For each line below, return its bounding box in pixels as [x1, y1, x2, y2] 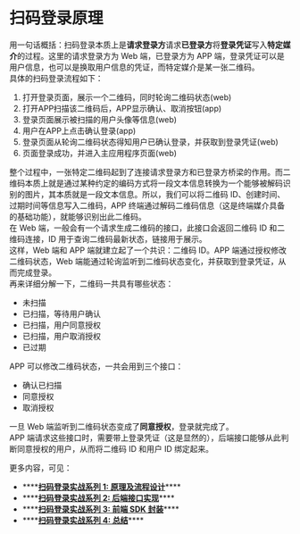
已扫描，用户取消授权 [21, 330, 101, 341]
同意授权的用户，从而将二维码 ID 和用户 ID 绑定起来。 [16, 443, 214, 454]
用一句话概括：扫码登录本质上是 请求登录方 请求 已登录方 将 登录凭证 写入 [9, 39, 268, 50]
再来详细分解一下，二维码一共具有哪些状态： [9, 278, 174, 288]
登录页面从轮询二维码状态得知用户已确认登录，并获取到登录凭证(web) [21, 136, 279, 147]
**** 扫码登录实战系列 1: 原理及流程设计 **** [21, 481, 181, 492]
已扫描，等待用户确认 [21, 308, 101, 319]
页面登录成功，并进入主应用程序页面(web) [21, 147, 177, 158]
